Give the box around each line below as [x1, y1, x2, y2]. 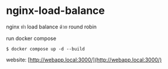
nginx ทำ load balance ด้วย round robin [6, 23, 97, 30]
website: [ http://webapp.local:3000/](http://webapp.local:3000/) [6, 56, 162, 63]
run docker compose [6, 35, 57, 42]
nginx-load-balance [6, 4, 105, 17]
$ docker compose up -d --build [6, 46, 85, 52]
